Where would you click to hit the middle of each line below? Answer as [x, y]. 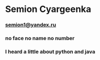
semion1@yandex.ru [31, 25]
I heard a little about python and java [50, 51]
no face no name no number [40, 38]
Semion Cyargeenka [48, 9]
